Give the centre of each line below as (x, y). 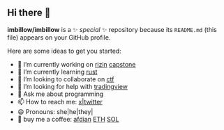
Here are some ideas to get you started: (65, 51)
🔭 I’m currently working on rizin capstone (76, 64)
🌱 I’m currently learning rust (57, 72)
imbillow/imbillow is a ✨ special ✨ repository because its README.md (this (112, 29)
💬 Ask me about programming (60, 94)
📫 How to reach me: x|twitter (60, 101)
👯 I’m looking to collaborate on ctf (66, 79)
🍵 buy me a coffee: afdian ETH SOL (68, 119)
